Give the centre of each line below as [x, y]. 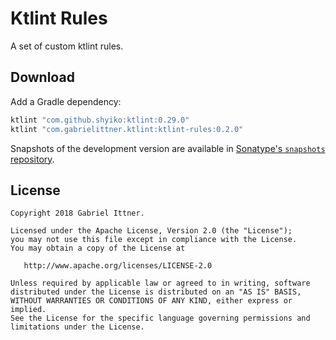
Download [42, 77]
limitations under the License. [77, 327]
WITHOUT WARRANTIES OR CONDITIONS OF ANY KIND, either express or [151, 301]
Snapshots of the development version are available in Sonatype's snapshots [168, 148]
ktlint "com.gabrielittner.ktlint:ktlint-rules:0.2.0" [127, 129]
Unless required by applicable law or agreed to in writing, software [160, 283]
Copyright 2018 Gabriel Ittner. [77, 213]
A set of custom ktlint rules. [67, 46]
